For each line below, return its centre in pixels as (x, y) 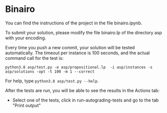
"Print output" (27, 105)
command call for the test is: (34, 58)
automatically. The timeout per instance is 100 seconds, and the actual (78, 53)
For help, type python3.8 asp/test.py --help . (52, 81)
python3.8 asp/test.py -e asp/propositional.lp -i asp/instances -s (79, 67)
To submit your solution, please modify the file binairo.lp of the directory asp (83, 32)
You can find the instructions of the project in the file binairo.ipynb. (74, 23)
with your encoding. (26, 38)
